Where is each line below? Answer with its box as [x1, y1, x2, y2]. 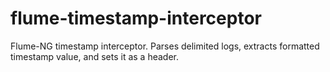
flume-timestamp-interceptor [10, 7, 262, 30]
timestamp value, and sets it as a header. [10, 50, 179, 62]
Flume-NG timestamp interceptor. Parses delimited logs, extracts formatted [10, 40, 320, 52]
